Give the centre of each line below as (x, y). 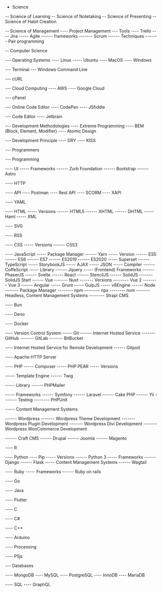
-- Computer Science (26, 51)
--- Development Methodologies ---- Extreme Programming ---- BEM (74, 126)
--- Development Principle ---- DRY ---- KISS (50, 140)
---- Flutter (16, 500)
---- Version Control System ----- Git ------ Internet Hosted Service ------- (80, 333)
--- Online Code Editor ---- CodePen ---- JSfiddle (55, 107)
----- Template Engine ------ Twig (39, 376)
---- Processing (21, 547)
